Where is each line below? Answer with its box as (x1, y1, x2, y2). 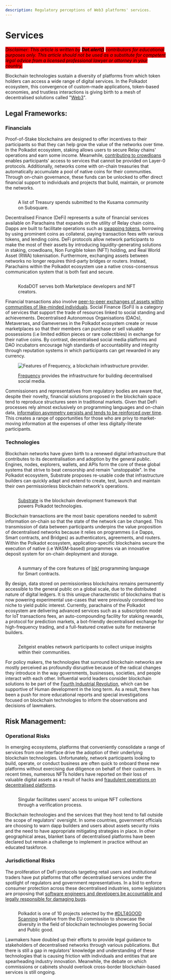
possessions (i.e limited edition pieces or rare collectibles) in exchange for (5, 331, 161, 337)
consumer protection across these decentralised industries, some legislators (5, 885, 166, 891)
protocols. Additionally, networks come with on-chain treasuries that (5, 163, 149, 169)
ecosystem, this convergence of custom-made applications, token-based (5, 83, 159, 89)
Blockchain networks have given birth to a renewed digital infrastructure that (5, 450, 166, 456)
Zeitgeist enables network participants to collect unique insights (18, 643, 153, 649)
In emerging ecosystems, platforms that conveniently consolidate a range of (5, 744, 165, 750)
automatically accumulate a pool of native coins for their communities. (5, 169, 153, 175)
